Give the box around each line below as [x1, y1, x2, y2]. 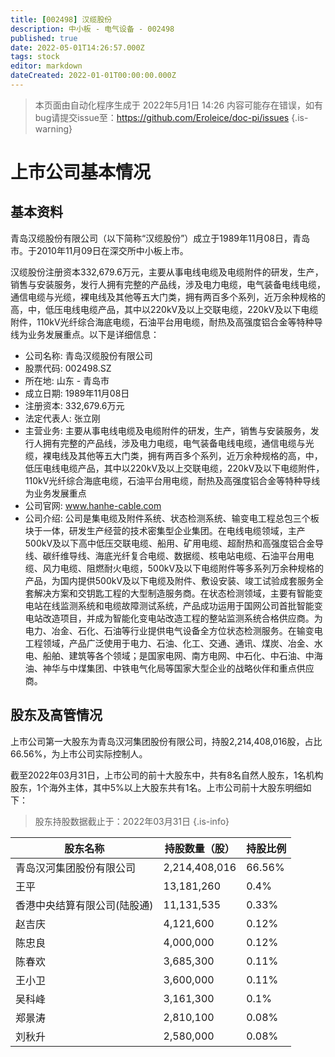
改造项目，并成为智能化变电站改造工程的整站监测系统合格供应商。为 [42, 612, 323, 624]
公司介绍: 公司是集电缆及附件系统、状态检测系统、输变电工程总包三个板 [24, 512, 320, 524]
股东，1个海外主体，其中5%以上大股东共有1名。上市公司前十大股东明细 [10, 781, 303, 793]
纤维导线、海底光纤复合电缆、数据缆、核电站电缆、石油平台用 [51, 549, 306, 561]
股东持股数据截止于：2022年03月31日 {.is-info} [34, 815, 230, 827]
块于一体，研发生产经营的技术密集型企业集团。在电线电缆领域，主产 [24, 524, 306, 536]
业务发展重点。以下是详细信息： [27, 328, 160, 340]
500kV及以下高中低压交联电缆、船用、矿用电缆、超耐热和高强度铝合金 [24, 537, 316, 549]
